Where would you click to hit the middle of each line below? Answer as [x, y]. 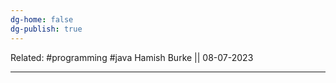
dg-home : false [42, 19]
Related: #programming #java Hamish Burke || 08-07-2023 [132, 57]
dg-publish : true [46, 29]
